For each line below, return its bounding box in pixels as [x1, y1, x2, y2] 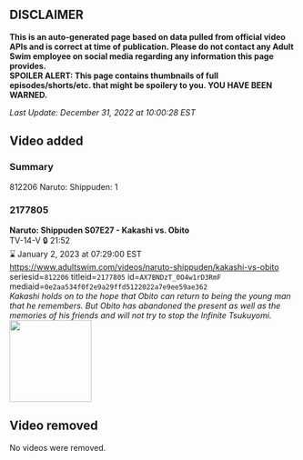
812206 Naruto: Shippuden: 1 [9, 181, 118, 192]
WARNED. [9, 89, 48, 100]
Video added [9, 134, 84, 149]
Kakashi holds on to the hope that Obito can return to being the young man [9, 290, 291, 301]
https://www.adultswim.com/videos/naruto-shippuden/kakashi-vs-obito [9, 261, 279, 272]
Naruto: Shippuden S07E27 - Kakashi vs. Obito [9, 225, 190, 235]
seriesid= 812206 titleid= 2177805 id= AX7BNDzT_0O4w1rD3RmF [9, 271, 221, 282]
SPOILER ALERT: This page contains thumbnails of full [9, 70, 218, 81]
